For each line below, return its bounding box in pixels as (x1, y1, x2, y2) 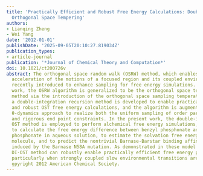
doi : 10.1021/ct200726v (6, 65, 66, 71)
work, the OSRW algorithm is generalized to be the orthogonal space (11, 88, 190, 94)
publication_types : (6, 48, 56, 54)
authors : (6, 20, 28, 26)
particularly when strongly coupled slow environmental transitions (11, 155, 188, 161)
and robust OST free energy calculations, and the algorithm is (11, 104, 177, 111)
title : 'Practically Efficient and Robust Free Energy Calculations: (6, 8, 185, 15)
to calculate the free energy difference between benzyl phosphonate (11, 127, 190, 133)
